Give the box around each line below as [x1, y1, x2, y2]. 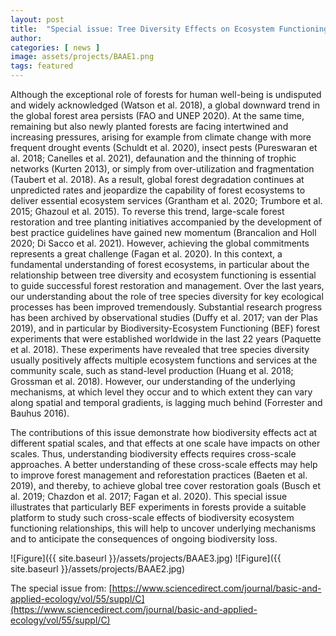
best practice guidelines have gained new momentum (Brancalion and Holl [10, 227, 317, 238]
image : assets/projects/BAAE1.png [10, 52, 155, 62]
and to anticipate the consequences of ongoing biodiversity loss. [10, 533, 278, 545]
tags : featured [10, 61, 74, 71]
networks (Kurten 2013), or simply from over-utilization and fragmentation [10, 163, 315, 175]
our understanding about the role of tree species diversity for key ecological [10, 291, 324, 302]
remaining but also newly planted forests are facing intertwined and [10, 121, 289, 132]
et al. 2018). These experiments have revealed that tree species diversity [10, 344, 310, 355]
